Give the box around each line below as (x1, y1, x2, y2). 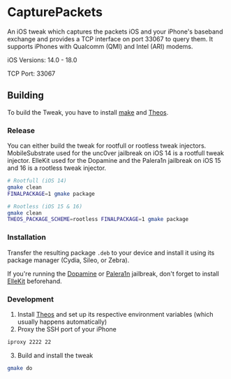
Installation (7, 232, 47, 242)
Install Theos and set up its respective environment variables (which (17, 310, 214, 318)
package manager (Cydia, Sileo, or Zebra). (7, 256, 130, 264)
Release (7, 125, 36, 135)
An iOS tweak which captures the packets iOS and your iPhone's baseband (7, 27, 223, 36)
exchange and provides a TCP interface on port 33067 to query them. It (7, 34, 214, 43)
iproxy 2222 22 (7, 338, 52, 345)
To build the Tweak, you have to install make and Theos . (7, 108, 169, 116)
